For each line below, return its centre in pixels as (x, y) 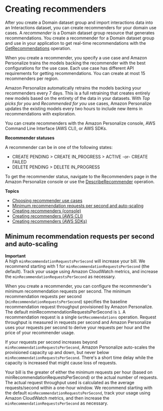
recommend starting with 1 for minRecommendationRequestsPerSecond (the (77, 266)
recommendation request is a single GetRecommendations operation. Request (81, 317)
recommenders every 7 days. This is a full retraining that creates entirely (78, 93)
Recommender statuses (30, 138)
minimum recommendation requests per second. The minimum (68, 291)
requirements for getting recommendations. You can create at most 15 (75, 73)
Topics (12, 191)
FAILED (19, 162)
